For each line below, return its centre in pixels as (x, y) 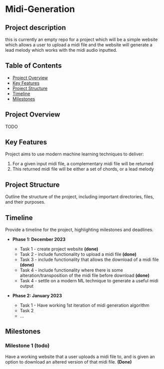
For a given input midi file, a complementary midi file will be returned (83, 164)
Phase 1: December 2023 (39, 240)
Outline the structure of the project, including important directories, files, (80, 197)
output (27, 286)
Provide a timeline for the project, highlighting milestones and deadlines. (79, 230)
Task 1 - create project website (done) (59, 249)
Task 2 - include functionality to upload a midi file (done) (78, 254)
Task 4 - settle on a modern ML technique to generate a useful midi (89, 281)
